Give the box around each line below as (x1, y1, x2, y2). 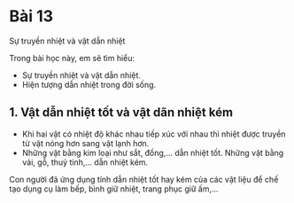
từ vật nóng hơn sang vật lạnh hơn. (21, 137, 150, 148)
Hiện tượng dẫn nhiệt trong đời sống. (21, 79, 157, 90)
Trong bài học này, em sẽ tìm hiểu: (9, 52, 135, 63)
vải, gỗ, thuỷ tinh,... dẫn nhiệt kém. (21, 157, 149, 168)
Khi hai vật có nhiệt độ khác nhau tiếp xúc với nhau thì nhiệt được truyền (21, 129, 286, 139)
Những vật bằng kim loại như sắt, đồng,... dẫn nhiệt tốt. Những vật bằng (21, 147, 284, 158)
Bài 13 (9, 6, 54, 27)
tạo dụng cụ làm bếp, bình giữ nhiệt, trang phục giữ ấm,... (9, 183, 219, 194)
